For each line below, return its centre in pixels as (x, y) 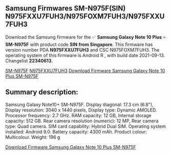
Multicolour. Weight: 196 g (33, 137)
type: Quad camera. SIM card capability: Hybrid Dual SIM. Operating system (86, 126)
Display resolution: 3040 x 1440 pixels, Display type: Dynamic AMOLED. (81, 110)
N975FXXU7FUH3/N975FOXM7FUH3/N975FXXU (85, 17)
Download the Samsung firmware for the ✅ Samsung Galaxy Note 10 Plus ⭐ (86, 37)
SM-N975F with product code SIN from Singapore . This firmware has (79, 44)
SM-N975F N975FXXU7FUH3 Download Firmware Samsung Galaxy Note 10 (85, 71)
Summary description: (42, 92)
